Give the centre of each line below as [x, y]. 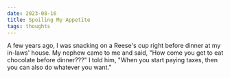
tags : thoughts [29, 26]
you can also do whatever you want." [59, 67]
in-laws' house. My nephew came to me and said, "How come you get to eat [115, 53]
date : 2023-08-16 [32, 13]
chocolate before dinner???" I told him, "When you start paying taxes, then [113, 60]
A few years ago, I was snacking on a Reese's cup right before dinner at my [114, 46]
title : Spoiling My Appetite [49, 20]
